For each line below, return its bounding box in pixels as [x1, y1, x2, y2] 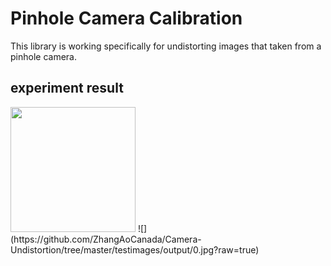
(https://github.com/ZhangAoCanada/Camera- [10, 233, 202, 245]
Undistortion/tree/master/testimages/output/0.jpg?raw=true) [10, 243, 260, 256]
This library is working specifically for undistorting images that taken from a [10, 40, 322, 52]
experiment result [10, 80, 124, 97]
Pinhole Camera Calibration [10, 7, 243, 30]
